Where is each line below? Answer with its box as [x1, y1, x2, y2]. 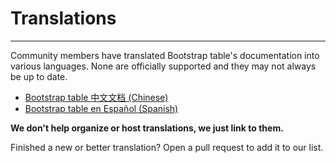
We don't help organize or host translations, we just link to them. [10, 122, 284, 134]
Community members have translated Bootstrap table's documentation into [10, 49, 320, 61]
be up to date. [10, 70, 68, 82]
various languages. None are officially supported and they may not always [10, 60, 317, 72]
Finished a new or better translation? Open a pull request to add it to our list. [10, 141, 324, 153]
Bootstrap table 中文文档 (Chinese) [24, 91, 169, 103]
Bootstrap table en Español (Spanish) [24, 102, 179, 114]
